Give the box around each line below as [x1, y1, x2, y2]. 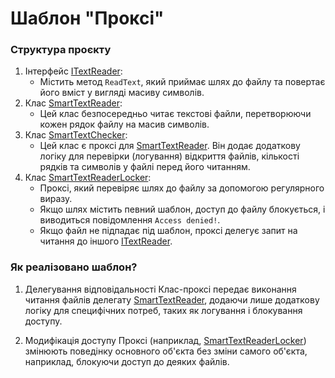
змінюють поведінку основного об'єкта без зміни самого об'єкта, [24, 345, 308, 357]
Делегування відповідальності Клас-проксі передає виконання [24, 283, 297, 295]
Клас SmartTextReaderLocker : [24, 172, 152, 184]
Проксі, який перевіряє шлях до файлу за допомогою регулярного [39, 182, 325, 194]
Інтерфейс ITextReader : [24, 65, 123, 77]
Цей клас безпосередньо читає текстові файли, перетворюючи [39, 108, 312, 120]
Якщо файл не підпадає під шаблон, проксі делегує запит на [39, 225, 298, 237]
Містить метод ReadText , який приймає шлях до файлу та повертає [39, 76, 326, 88]
